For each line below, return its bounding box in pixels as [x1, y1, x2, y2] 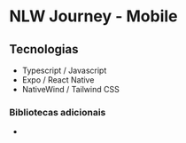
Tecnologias [9, 42, 79, 57]
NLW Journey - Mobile [9, 6, 178, 27]
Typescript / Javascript [21, 65, 107, 75]
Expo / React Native [21, 75, 95, 85]
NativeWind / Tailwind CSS [21, 84, 120, 94]
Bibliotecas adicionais [9, 106, 106, 118]
